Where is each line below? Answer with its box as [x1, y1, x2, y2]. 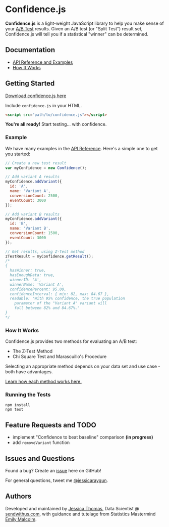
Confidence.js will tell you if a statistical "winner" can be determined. [5, 31, 149, 37]
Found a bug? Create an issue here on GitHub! [5, 468, 101, 474]
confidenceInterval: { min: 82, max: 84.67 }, [10, 291, 109, 296]
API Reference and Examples [12, 59, 73, 65]
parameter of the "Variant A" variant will [14, 301, 107, 306]
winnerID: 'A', [10, 277, 42, 282]
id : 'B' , [10, 221, 28, 226]
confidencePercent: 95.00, [10, 287, 67, 292]
